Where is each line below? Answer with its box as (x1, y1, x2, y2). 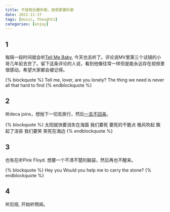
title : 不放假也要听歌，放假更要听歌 (5, 7, 74, 13)
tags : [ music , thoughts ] (5, 17, 58, 22)
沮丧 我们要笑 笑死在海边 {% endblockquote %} (14, 128, 113, 134)
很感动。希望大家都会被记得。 (5, 67, 67, 73)
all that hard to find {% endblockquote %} (5, 82, 92, 88)
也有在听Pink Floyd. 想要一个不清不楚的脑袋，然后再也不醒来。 (5, 157, 136, 163)
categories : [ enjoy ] (5, 21, 49, 27)
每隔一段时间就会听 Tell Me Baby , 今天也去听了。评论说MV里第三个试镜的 (5, 54, 157, 61)
